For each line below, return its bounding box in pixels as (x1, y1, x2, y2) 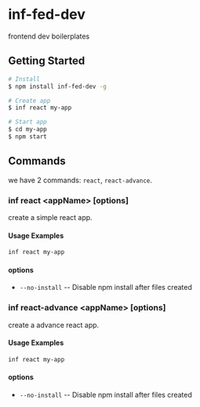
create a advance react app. (8, 320, 100, 329)
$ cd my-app (8, 126, 47, 134)
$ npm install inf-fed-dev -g (8, 82, 107, 90)
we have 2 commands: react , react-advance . (8, 175, 153, 185)
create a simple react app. (8, 212, 93, 222)
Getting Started (8, 54, 85, 68)
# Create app (8, 97, 51, 104)
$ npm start (8, 133, 47, 141)
